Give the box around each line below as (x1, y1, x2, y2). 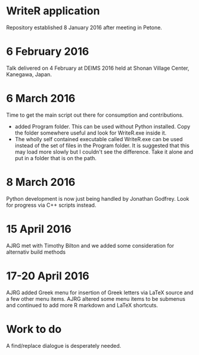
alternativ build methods (6, 248, 66, 256)
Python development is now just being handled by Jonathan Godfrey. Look (6, 195, 189, 202)
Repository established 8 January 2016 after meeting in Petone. (6, 24, 163, 31)
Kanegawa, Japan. (6, 70, 52, 78)
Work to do (6, 322, 62, 336)
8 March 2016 (6, 176, 76, 189)
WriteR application (6, 4, 100, 18)
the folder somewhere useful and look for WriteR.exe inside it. (14, 129, 167, 136)
